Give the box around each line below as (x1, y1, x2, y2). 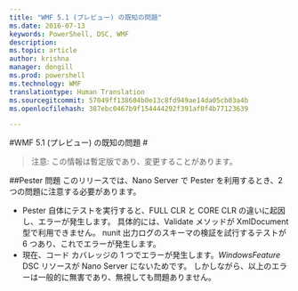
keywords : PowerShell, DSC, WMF (9, 29, 129, 38)
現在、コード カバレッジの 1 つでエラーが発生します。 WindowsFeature (21, 250, 281, 261)
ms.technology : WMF (9, 79, 82, 88)
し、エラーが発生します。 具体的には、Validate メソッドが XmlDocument (21, 216, 289, 227)
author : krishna (9, 54, 69, 63)
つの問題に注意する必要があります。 (9, 186, 141, 197)
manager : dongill (9, 63, 74, 72)
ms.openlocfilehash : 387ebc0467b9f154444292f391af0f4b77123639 (9, 104, 249, 113)
